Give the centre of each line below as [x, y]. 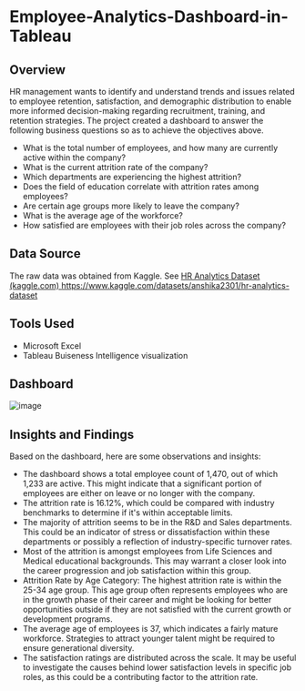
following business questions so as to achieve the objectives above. [137, 130]
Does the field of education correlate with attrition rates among [141, 187]
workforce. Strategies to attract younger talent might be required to [149, 638]
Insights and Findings [72, 434]
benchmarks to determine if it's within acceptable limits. [128, 513]
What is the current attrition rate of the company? [115, 167]
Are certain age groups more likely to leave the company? [131, 206]
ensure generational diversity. [78, 648]
